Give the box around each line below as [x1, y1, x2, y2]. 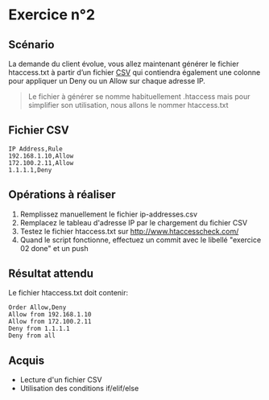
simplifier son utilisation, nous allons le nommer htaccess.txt [27, 101, 229, 109]
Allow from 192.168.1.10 [8, 311, 92, 319]
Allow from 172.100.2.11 [8, 318, 92, 326]
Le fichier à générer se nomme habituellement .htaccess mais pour [27, 92, 250, 101]
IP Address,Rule [8, 145, 63, 153]
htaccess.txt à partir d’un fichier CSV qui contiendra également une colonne [8, 68, 261, 77]
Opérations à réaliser [8, 188, 116, 202]
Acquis [8, 353, 45, 367]
